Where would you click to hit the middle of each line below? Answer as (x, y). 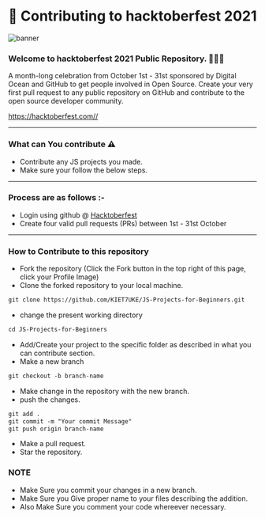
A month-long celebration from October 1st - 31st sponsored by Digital (122, 76)
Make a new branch (52, 361)
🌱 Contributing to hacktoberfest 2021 (132, 16)
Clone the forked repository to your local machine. (101, 286)
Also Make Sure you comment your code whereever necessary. (123, 506)
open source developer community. (66, 101)
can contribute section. (57, 353)
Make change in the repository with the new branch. (104, 391)
